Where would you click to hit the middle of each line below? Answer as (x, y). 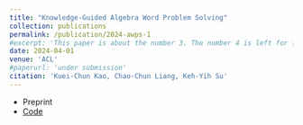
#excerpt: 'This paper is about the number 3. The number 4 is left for (149, 43)
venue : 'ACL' (34, 59)
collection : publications (58, 26)
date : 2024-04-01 (42, 51)
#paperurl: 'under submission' (68, 68)
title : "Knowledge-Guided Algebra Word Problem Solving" (119, 18)
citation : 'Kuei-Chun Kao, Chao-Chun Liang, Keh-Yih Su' (119, 76)
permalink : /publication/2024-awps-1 (80, 34)
